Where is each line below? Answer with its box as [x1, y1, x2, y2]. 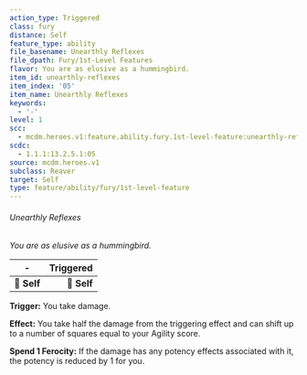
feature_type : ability [9, 38, 96, 48]
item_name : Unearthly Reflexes [9, 90, 129, 99]
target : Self [9, 175, 59, 184]
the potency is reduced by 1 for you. [9, 356, 145, 367]
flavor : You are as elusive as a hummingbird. [9, 65, 190, 74]
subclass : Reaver [9, 166, 76, 176]
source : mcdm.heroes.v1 [9, 157, 101, 167]
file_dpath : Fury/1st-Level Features [9, 56, 153, 65]
